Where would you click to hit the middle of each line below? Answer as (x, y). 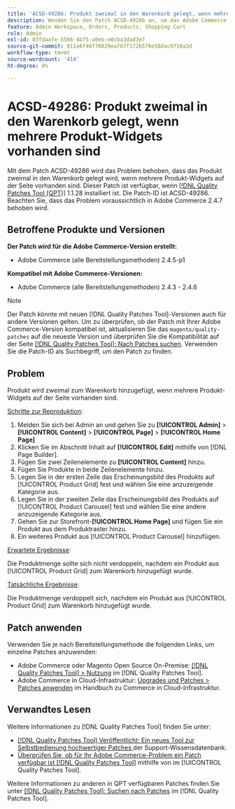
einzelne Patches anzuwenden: (52, 652)
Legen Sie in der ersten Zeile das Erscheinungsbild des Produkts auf (116, 477)
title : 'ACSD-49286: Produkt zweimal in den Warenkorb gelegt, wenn (109, 14)
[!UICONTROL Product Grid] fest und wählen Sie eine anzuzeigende (115, 484)
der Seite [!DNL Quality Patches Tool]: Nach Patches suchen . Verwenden (113, 344)
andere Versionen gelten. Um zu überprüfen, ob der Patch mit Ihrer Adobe (114, 322)
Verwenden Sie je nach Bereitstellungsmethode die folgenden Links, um (111, 644)
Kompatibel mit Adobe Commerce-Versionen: (75, 274)
